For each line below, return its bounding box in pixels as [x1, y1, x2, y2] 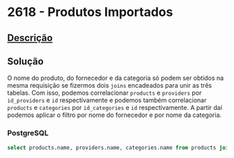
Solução [7, 55, 44, 67]
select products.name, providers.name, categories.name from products [7, 144, 217, 151]
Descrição [7, 32, 53, 44]
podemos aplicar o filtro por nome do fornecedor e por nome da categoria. [7, 111, 222, 119]
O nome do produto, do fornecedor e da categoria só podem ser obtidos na [7, 74, 224, 82]
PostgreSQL [7, 128, 49, 138]
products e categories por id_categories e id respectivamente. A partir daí [7, 104, 223, 112]
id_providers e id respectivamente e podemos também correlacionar [7, 96, 207, 104]
